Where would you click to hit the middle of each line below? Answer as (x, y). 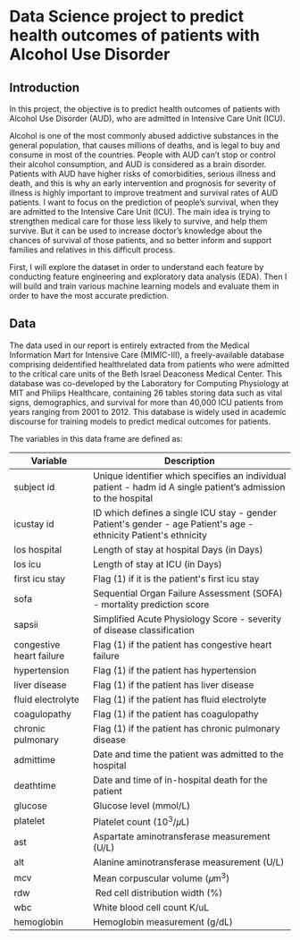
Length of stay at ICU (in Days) (158, 563)
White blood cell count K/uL (151, 908)
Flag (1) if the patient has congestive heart (183, 644)
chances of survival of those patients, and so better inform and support (141, 240)
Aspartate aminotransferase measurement (182, 836)
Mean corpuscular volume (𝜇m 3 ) (162, 877)
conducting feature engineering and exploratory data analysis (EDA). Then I (148, 276)
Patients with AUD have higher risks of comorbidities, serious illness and (143, 174)
